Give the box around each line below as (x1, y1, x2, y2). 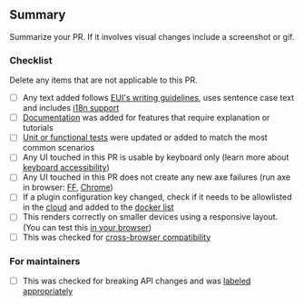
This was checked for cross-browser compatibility (22, 231, 211, 242)
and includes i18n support (22, 103, 120, 113)
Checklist (9, 54, 53, 66)
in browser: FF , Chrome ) (22, 182, 113, 193)
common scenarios (22, 143, 95, 153)
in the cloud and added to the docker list (22, 202, 174, 212)
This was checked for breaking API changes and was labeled (22, 275, 251, 286)
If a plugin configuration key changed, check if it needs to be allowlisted (22, 192, 292, 202)
